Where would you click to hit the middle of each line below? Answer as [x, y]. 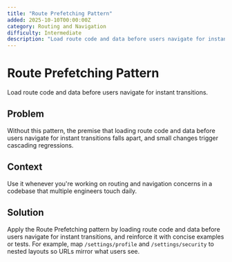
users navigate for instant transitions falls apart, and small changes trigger [113, 138]
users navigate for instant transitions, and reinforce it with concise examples [116, 236]
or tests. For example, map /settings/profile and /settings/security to [110, 244]
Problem [26, 114]
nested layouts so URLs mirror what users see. [74, 251]
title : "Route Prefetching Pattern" [60, 13]
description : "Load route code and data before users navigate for [106, 39]
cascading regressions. [40, 145]
